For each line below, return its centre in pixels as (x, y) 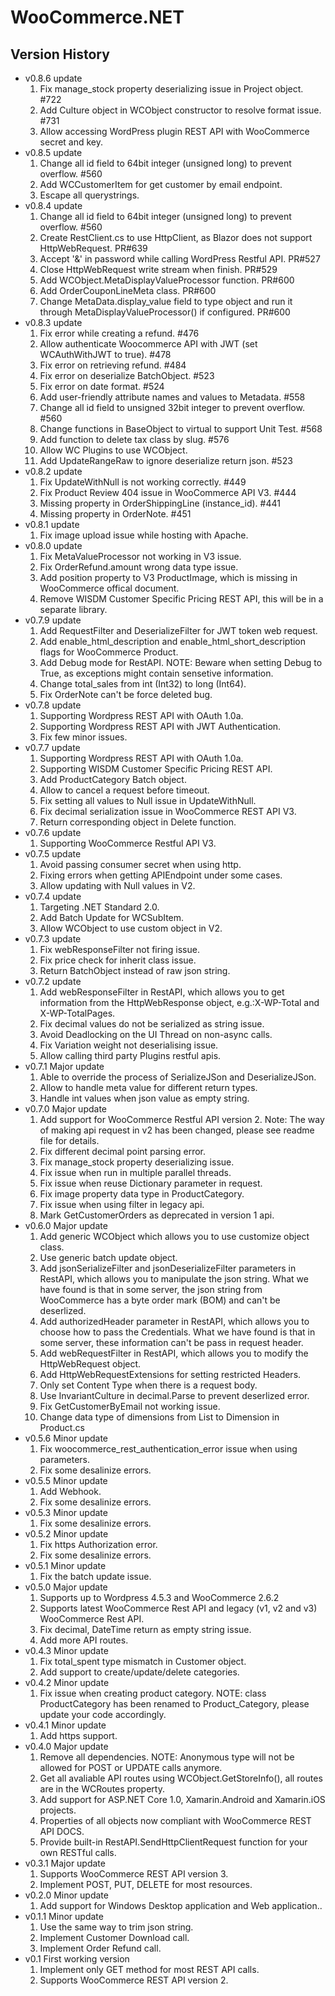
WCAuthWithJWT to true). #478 (105, 354)
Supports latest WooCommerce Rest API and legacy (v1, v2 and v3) (178, 1608)
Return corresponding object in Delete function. (138, 822)
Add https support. (78, 1735)
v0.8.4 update (53, 205)
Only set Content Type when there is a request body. (148, 1385)
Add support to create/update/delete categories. (139, 1672)
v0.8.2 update (53, 471)
